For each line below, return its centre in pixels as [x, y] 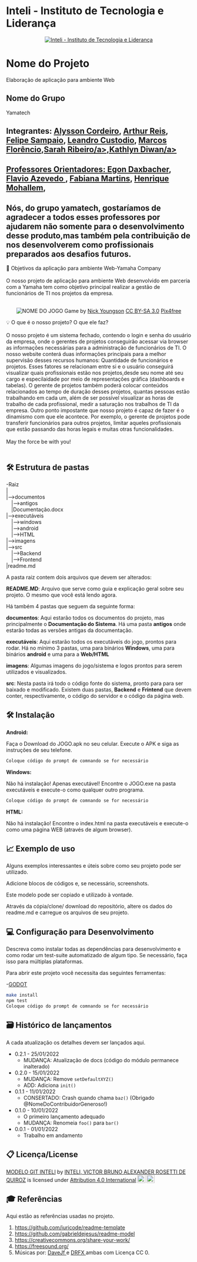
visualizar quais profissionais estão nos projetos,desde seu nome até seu [95, 373]
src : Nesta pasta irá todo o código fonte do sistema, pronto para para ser [95, 683]
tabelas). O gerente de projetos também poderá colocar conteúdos [87, 385]
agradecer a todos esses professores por [83, 217]
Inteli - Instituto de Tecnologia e [85, 11]
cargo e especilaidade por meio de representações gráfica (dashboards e [95, 379]
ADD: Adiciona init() [50, 1085]
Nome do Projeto [48, 64]
